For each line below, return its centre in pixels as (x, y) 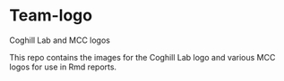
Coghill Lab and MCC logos (60, 40)
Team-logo (51, 16)
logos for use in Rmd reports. (63, 67)
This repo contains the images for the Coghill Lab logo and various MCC (142, 57)
